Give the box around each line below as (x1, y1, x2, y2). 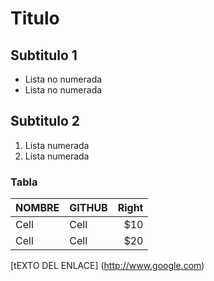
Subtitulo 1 (10, 47, 78, 64)
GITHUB (69, 201, 108, 215)
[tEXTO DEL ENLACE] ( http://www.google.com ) (10, 260, 205, 272)
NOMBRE (15, 201, 60, 215)
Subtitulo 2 (10, 113, 80, 130)
